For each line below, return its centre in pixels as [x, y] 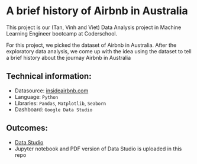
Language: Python [36, 97]
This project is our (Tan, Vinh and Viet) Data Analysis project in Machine [94, 27]
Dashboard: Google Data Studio [54, 109]
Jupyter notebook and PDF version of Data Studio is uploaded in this [98, 149]
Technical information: [49, 76]
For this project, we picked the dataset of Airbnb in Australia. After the [91, 45]
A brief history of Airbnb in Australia [97, 11]
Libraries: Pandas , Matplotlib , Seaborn [60, 103]
